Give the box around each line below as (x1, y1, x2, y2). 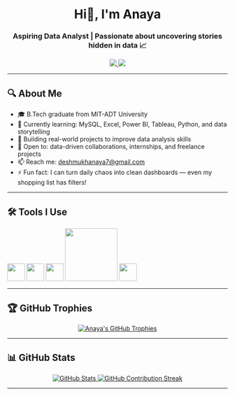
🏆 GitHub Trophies (7, 302, 93, 314)
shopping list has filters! (17, 178, 87, 187)
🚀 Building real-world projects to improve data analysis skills (17, 135, 192, 143)
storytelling (17, 127, 50, 136)
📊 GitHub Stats (7, 352, 76, 364)
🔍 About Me (7, 87, 62, 99)
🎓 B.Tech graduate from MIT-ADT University (17, 110, 148, 118)
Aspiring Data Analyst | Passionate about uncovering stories (13, 31, 222, 41)
